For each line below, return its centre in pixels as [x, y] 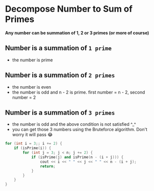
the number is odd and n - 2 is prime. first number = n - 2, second [78, 92]
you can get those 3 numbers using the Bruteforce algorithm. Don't [80, 130]
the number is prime [33, 60]
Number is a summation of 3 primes [60, 112]
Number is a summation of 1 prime [58, 48]
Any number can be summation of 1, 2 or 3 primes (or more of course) [77, 33]
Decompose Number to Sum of [69, 9]
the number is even [32, 87]
